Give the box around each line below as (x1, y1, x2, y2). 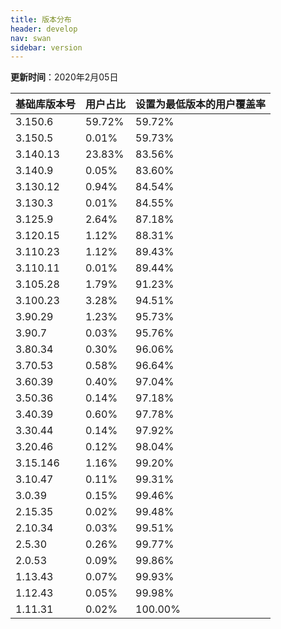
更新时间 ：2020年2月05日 (10, 71, 119, 83)
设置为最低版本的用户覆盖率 (135, 97, 267, 111)
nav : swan (10, 33, 52, 43)
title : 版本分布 (10, 14, 72, 25)
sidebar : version (10, 42, 83, 53)
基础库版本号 (15, 97, 77, 111)
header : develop (10, 24, 78, 34)
